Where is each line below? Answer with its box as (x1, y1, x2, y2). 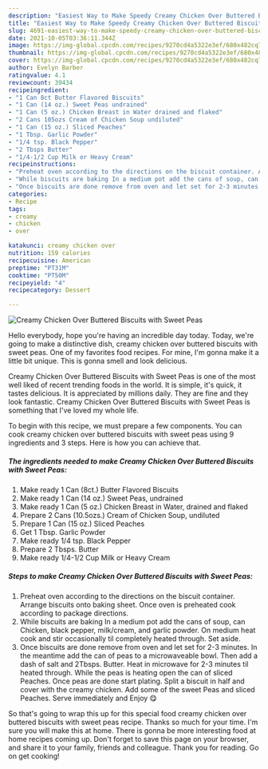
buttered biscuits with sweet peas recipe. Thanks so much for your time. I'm (8, 717, 258, 727)
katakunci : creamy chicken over (8, 241, 116, 250)
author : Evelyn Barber (8, 64, 84, 72)
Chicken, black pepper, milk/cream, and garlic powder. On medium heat (19, 625, 256, 636)
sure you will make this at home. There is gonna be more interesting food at (8, 726, 257, 735)
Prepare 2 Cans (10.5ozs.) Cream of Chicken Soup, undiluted (19, 511, 220, 520)
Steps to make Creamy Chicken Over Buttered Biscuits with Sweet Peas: (8, 571, 253, 580)
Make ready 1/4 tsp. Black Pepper (19, 536, 132, 546)
